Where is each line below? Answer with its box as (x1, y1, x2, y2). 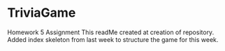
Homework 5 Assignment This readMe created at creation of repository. (7, 28, 215, 36)
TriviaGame (7, 5, 76, 21)
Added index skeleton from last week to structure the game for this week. (7, 35, 219, 43)
